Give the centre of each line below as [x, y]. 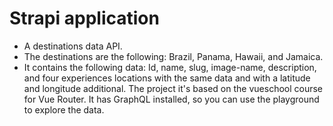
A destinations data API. [73, 46]
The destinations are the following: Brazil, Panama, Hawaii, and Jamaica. [173, 56]
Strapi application [84, 18]
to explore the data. [64, 109]
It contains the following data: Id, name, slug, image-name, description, [170, 67]
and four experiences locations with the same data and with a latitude [167, 78]
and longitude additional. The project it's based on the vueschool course [173, 88]
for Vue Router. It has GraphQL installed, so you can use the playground [171, 99]
